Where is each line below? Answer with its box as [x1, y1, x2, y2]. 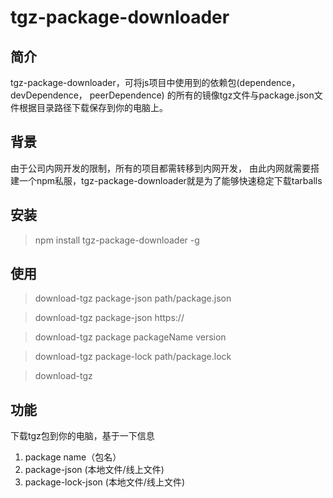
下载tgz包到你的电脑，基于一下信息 [10, 430, 155, 442]
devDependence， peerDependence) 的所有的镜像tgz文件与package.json [10, 89, 315, 101]
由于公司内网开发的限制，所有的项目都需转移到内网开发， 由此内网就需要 [10, 162, 311, 174]
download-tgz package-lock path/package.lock [34, 351, 232, 363]
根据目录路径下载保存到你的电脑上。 [18, 102, 168, 113]
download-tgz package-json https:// [34, 312, 185, 324]
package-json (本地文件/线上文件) [24, 464, 165, 476]
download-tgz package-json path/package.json [34, 292, 232, 305]
